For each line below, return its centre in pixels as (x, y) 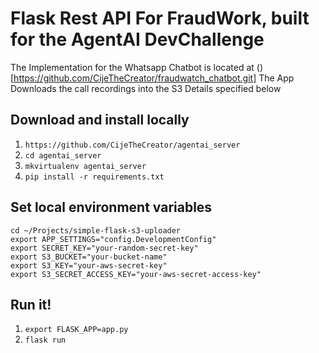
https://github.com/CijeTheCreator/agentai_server (132, 145)
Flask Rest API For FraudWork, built (160, 18)
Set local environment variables (111, 207)
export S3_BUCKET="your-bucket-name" (89, 257)
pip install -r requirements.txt (94, 177)
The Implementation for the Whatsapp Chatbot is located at (132, 67)
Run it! (31, 304)
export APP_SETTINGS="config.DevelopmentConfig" (113, 239)
